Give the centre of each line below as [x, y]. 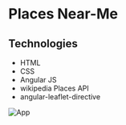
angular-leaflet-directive [60, 97]
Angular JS [39, 80]
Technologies [43, 44]
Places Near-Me [63, 14]
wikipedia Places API [55, 88]
